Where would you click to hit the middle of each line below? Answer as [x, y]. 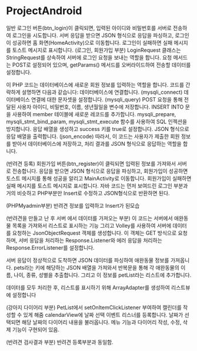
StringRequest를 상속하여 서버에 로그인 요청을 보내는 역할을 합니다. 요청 [89, 57]
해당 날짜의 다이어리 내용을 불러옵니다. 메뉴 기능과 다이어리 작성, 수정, [101, 322]
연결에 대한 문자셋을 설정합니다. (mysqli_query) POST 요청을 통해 [107, 99]
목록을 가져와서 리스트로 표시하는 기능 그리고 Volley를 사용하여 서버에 [92, 225]
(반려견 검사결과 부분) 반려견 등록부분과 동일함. [60, 342]
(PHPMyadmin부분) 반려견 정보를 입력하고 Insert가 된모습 [73, 205]
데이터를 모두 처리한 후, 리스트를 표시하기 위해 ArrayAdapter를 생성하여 [88, 287]
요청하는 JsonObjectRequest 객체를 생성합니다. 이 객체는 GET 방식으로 [94, 233]
